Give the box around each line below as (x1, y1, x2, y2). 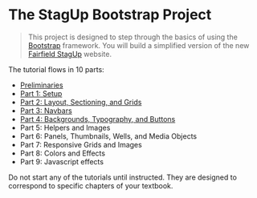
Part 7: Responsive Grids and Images (19, 139, 142, 149)
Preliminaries (19, 80, 63, 90)
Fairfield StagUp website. (27, 49, 112, 59)
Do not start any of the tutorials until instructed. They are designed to (8, 172, 237, 182)
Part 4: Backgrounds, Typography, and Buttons (19, 114, 176, 123)
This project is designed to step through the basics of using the (27, 32, 239, 42)
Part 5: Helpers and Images (19, 123, 111, 132)
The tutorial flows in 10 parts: (8, 64, 104, 74)
